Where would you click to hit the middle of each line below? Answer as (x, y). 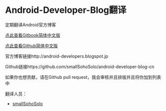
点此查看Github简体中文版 (31, 45)
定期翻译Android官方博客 (30, 25)
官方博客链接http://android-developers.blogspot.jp (56, 56)
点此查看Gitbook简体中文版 (33, 35)
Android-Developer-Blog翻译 (66, 10)
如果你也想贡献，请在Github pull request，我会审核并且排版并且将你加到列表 (83, 77)
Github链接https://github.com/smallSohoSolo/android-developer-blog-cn (80, 67)
